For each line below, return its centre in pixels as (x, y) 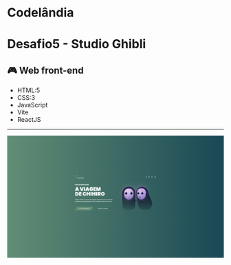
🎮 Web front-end (45, 70)
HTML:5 (29, 90)
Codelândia (41, 13)
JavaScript (32, 105)
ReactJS (29, 120)
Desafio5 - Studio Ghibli (77, 44)
